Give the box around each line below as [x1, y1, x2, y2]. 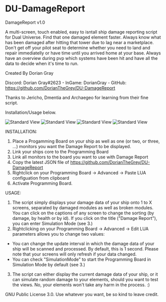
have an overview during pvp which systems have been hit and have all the [5, 55, 158, 61]
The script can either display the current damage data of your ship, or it [12, 271, 158, 277]
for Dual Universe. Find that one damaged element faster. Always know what [5, 34, 161, 40]
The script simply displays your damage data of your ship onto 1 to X [12, 199, 152, 205]
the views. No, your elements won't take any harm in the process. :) [12, 282, 150, 288]
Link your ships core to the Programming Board [12, 149, 109, 154]
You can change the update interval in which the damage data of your [12, 241, 155, 247]
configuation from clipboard [12, 175, 70, 181]
